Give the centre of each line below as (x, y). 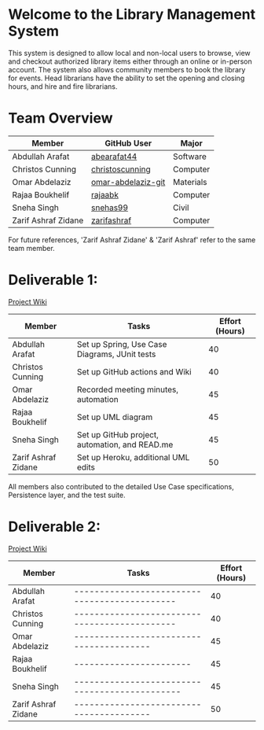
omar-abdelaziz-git (128, 182)
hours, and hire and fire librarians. (63, 86)
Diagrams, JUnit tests (116, 354)
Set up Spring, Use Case (122, 344)
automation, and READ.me (125, 444)
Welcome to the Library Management (132, 15)
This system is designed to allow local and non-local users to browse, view (130, 53)
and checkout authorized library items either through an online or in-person (130, 61)
